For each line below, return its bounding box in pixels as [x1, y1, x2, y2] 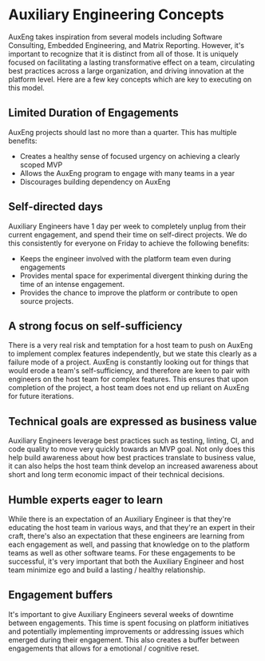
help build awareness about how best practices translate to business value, [8, 453, 256, 463]
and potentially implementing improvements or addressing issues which [8, 626, 244, 636]
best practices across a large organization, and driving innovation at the [8, 66, 245, 75]
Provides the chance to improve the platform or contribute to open [19, 288, 238, 297]
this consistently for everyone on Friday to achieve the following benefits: [8, 238, 250, 248]
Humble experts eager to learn [8, 493, 164, 507]
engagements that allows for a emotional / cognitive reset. [8, 643, 200, 653]
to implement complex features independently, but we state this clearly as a [8, 349, 257, 359]
